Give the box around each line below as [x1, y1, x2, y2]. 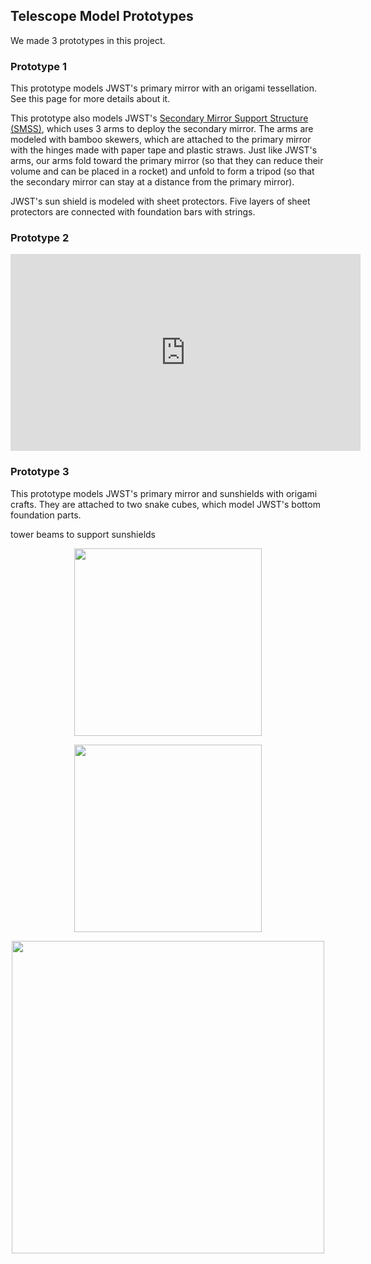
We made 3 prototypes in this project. [10, 34, 166, 46]
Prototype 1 [10, 59, 67, 73]
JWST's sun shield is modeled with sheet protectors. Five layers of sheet [10, 195, 311, 208]
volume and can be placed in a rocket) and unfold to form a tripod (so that [10, 165, 315, 178]
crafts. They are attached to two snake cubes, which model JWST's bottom [10, 498, 321, 510]
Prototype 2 [10, 231, 70, 245]
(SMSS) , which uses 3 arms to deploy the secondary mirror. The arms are [10, 123, 314, 135]
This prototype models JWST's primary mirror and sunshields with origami [10, 487, 318, 499]
